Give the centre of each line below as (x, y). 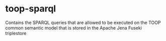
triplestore (16, 33)
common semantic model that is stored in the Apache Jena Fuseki (74, 27)
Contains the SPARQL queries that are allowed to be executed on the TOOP (83, 22)
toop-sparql (31, 9)
